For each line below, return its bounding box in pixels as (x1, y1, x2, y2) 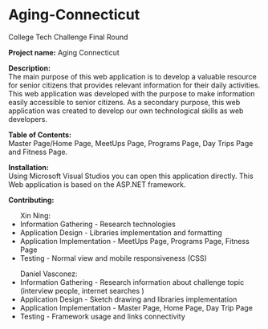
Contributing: (8, 195, 55, 205)
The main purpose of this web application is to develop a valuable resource (8, 71, 257, 81)
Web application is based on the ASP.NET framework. (8, 179, 186, 189)
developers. (8, 114, 48, 124)
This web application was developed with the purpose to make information (8, 88, 255, 98)
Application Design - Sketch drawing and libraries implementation (19, 294, 238, 304)
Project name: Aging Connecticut (8, 47, 120, 57)
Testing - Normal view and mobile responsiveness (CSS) (19, 253, 207, 262)
